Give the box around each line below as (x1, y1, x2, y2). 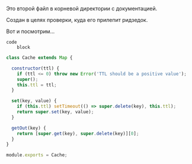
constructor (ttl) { (11, 65, 60, 71)
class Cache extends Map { (6, 55, 73, 61)
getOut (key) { (11, 125, 46, 131)
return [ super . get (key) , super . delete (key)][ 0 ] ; (17, 130, 139, 136)
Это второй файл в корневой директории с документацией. (6, 5, 158, 12)
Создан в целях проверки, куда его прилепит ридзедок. (6, 17, 148, 23)
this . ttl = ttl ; (17, 82, 57, 88)
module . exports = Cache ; (6, 152, 68, 158)
